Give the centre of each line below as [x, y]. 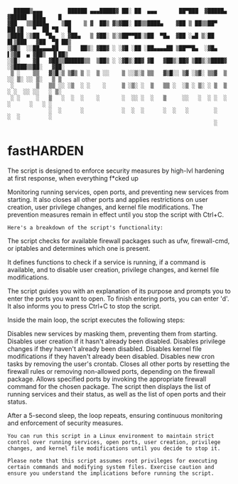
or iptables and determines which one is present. [79, 248]
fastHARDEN [45, 151]
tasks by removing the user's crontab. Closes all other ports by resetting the [119, 364]
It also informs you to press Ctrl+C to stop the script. [84, 306]
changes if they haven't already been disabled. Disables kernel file [105, 348]
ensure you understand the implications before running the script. [111, 473]
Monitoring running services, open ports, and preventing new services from [118, 192]
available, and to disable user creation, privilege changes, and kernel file [113, 269]
